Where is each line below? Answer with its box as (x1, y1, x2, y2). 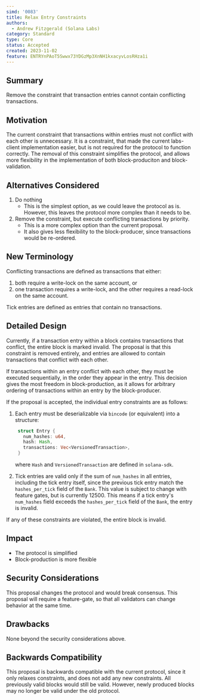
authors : (6, 20, 28, 26)
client (6, 144, 20, 151)
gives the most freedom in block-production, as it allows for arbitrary (6, 380, 176, 387)
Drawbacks (6, 619, 50, 629)
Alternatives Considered (6, 180, 100, 191)
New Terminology (6, 252, 73, 262)
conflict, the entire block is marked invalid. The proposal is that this (6, 343, 171, 351)
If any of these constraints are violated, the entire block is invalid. (6, 516, 167, 523)
